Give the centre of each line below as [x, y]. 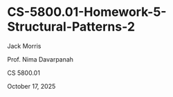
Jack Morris [24, 46]
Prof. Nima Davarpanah [40, 59]
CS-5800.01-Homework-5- [87, 12]
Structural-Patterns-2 [71, 27]
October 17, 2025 [31, 86]
